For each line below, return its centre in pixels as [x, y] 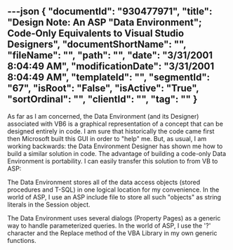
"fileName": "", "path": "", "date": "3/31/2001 [110, 55]
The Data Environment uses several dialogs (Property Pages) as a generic [114, 218]
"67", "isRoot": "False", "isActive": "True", [103, 88]
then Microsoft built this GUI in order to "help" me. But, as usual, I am [107, 138]
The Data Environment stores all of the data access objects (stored [104, 182]
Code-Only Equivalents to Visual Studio [96, 33]
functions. [22, 240]
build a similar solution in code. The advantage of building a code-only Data [117, 153]
